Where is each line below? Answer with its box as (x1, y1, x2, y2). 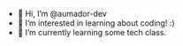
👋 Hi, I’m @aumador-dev (17, 9, 108, 19)
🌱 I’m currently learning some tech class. (17, 27, 166, 37)
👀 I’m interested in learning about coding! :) (17, 18, 175, 28)
